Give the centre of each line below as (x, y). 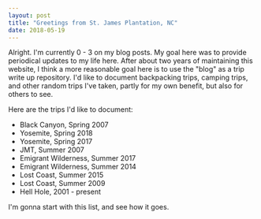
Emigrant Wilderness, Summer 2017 (78, 158)
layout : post (30, 15)
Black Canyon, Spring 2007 (64, 125)
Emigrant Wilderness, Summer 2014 (78, 167)
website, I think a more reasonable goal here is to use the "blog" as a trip (126, 69)
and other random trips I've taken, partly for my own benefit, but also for (126, 86)
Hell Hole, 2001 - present (60, 192)
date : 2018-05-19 (37, 30)
